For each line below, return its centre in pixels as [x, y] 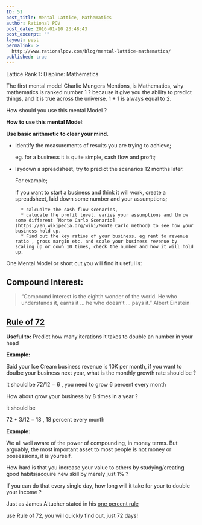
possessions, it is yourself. [39, 456]
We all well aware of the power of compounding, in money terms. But [92, 443]
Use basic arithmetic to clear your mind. [57, 134]
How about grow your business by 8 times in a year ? [72, 396]
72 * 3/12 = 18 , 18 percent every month [55, 420]
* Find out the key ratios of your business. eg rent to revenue [104, 236]
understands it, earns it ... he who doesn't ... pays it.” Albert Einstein [105, 303]
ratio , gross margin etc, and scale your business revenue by [96, 241]
